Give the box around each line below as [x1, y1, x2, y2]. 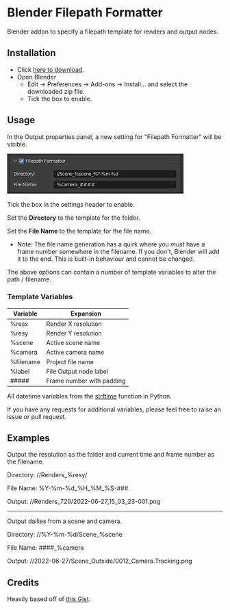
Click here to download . [16, 65, 84, 73]
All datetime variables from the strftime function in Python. [7, 392, 172, 400]
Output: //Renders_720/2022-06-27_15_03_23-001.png [7, 498, 161, 506]
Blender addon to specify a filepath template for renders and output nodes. [7, 27, 219, 36]
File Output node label [46, 367, 108, 375]
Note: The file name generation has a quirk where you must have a [16, 240, 205, 248]
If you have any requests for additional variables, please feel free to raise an [7, 405, 221, 414]
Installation [7, 47, 56, 59]
